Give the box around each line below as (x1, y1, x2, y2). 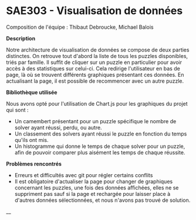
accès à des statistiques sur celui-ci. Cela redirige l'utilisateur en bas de (6, 65, 180, 72)
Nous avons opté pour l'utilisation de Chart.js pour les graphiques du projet (6, 100, 188, 107)
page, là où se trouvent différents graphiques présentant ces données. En (6, 71, 184, 78)
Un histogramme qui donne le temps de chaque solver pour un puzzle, (14, 143, 185, 150)
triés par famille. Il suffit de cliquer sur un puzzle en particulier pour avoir (6, 59, 182, 66)
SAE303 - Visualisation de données (6, 4, 183, 18)
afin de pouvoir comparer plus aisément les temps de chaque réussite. (14, 148, 185, 156)
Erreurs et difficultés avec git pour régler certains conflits (14, 171, 153, 178)
